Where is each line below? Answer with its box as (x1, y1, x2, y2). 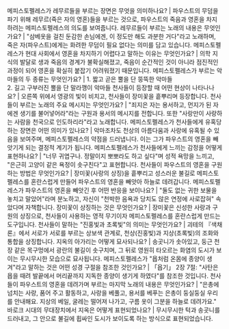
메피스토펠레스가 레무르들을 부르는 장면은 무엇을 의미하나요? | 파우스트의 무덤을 (7, 7, 219, 14)
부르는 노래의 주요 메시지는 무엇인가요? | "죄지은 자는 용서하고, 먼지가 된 (19, 101, 212, 109)
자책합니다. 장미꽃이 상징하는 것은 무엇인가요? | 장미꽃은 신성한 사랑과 (25, 203, 211, 211)
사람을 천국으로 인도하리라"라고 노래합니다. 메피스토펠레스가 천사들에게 (14, 118, 204, 126)
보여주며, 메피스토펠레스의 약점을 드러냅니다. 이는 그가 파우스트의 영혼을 (19, 135, 212, 143)
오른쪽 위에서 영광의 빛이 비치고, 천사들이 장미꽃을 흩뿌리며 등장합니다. (21, 92, 209, 100)
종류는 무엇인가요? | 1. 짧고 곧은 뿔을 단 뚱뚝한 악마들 (32, 75, 173, 83)
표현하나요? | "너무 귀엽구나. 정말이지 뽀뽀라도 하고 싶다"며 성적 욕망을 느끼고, (7, 152, 215, 160)
